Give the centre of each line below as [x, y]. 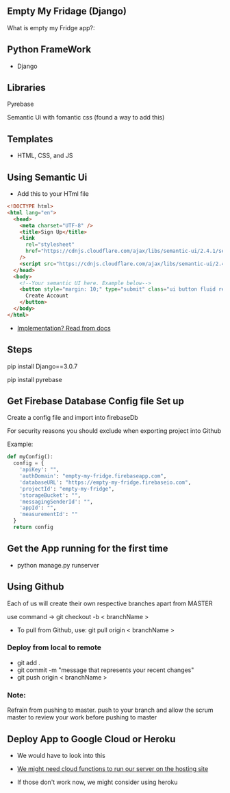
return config [33, 527]
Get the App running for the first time [88, 549]
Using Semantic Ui [47, 177]
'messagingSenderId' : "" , [56, 502]
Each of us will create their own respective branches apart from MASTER [110, 603]
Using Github [36, 587]
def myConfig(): [30, 457]
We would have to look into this [61, 755]
